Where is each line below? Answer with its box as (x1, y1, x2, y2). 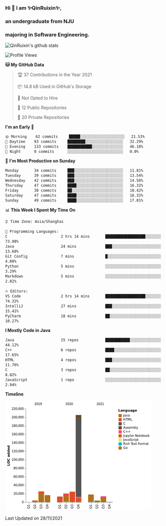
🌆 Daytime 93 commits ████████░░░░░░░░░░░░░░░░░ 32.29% (5, 139, 143, 144)
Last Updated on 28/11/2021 (5, 515, 63, 522)
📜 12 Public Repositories (17, 105, 67, 111)
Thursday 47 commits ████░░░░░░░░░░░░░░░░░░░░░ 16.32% (5, 183, 143, 188)
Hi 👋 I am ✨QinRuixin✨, (5, 4, 62, 11)
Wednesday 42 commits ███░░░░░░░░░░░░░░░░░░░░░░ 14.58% (5, 178, 143, 183)
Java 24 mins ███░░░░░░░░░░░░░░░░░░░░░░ (5, 244, 162, 249)
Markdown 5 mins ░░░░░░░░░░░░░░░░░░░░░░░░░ (5, 274, 162, 279)
